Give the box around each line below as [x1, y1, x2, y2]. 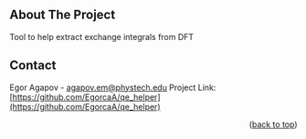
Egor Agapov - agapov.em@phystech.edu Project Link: [9, 82, 216, 93]
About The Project [9, 7, 116, 23]
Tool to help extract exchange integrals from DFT [9, 31, 195, 42]
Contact [9, 58, 57, 74]
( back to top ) [248, 118, 298, 130]
